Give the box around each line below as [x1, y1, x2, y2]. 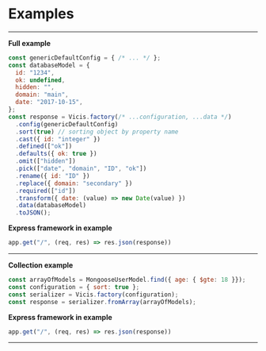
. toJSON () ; [15, 209, 51, 217]
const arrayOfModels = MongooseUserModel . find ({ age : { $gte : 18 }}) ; [8, 276, 246, 284]
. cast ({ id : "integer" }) [15, 135, 101, 143]
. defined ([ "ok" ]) [15, 142, 73, 151]
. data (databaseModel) [15, 202, 87, 210]
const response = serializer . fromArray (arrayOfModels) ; [8, 298, 196, 306]
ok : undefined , [15, 76, 66, 84]
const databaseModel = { [8, 61, 90, 69]
